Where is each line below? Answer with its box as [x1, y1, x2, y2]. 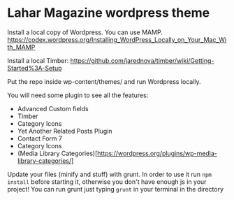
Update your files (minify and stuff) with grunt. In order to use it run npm [7, 170, 212, 178]
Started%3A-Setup [7, 64, 62, 72]
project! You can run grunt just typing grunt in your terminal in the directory [7, 185, 224, 193]
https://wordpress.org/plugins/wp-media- [97, 149, 218, 157]
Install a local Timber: [7, 56, 69, 64]
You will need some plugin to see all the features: [7, 91, 149, 99]
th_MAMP [7, 43, 36, 51]
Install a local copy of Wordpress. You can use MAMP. [7, 28, 163, 36]
